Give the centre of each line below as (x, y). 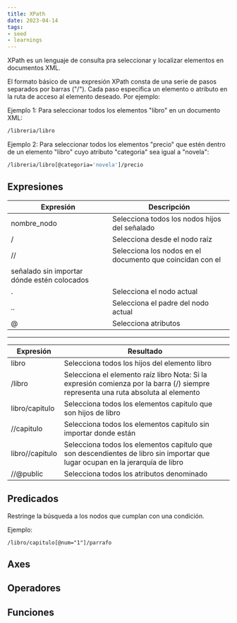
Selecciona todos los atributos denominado (136, 474)
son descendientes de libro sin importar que (137, 453)
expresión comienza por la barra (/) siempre (137, 383)
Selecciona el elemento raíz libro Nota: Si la (135, 375)
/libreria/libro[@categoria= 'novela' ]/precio (75, 165)
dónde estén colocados (50, 280)
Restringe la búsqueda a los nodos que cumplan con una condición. (106, 516)
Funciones (31, 612)
